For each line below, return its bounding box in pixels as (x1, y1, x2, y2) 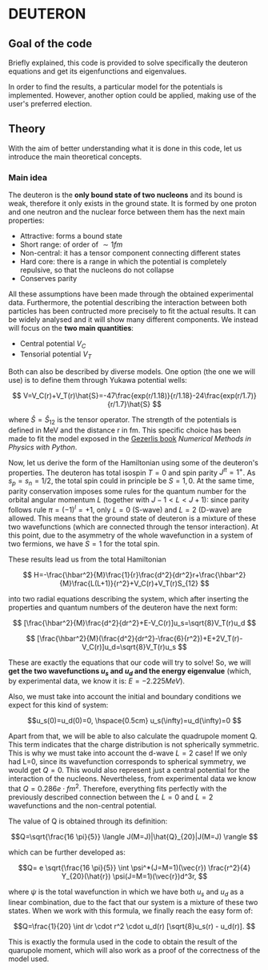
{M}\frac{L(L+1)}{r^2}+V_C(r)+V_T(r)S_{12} (59, 578, 198, 588)
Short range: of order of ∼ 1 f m (19, 239, 123, 249)
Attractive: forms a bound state (19, 231, 122, 241)
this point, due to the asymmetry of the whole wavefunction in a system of (8, 530, 254, 540)
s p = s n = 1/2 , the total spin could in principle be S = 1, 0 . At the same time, (8, 476, 254, 487)
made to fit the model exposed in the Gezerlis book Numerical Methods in (8, 433, 252, 443)
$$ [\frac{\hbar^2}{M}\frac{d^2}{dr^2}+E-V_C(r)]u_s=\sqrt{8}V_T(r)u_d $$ (12, 618, 257, 627)
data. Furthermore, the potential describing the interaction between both (8, 298, 247, 308)
